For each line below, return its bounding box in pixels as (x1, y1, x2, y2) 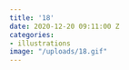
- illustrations (9, 38, 71, 48)
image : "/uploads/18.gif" (9, 47, 107, 56)
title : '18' (9, 13, 55, 23)
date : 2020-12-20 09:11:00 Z (9, 22, 120, 31)
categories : (9, 30, 55, 39)
